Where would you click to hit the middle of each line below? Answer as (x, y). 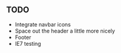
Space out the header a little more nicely (65, 31)
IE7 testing (28, 43)
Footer (23, 37)
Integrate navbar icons (43, 24)
